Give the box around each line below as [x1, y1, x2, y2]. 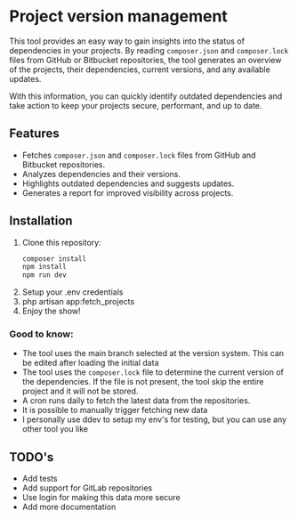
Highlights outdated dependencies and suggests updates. [21, 178, 235, 189]
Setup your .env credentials [21, 287, 124, 297]
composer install [21, 254, 87, 264]
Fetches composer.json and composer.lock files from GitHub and [21, 150, 256, 160]
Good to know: [9, 328, 74, 340]
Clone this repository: [21, 237, 101, 247]
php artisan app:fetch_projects [21, 296, 135, 307]
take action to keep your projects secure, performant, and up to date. [9, 100, 262, 110]
